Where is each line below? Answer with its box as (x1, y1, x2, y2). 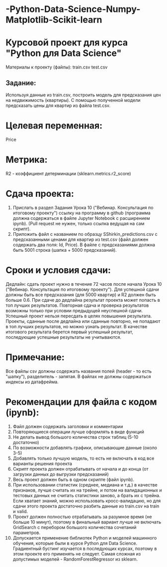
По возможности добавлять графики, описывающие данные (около (12, 445, 157, 451)
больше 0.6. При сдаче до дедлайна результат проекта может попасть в (5, 297, 161, 303)
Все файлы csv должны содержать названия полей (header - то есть (5, 368, 152, 374)
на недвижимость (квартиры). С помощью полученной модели (5, 97, 141, 103)
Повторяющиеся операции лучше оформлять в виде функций (12, 429, 145, 435)
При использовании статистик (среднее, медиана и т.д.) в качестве (12, 482, 158, 488)
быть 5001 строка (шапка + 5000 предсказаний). (12, 247, 117, 253)
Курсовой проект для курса (5, 37, 128, 48)
